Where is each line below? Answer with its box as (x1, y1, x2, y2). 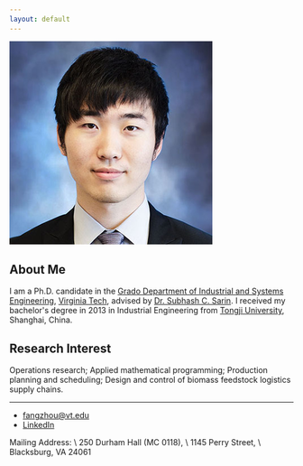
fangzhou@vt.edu (22, 410, 90, 421)
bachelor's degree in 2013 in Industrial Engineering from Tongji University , (9, 305, 285, 316)
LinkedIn (22, 420, 55, 431)
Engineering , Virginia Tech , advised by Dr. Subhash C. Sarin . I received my (9, 295, 286, 306)
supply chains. (9, 384, 64, 395)
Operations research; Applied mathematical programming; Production (9, 365, 269, 376)
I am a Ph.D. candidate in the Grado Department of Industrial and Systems (9, 285, 284, 297)
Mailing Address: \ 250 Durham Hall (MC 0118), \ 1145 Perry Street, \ (9, 437, 262, 448)
